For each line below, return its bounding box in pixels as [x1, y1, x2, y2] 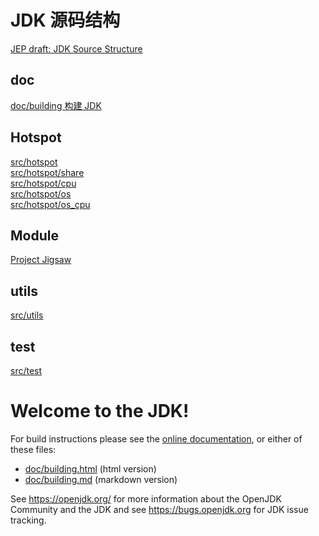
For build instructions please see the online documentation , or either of [10, 432, 303, 445]
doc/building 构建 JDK [10, 99, 102, 111]
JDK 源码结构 [10, 9, 121, 32]
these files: [10, 443, 57, 455]
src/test [10, 365, 43, 376]
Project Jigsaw [10, 254, 72, 266]
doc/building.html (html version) [24, 462, 157, 475]
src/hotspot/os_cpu [10, 198, 91, 210]
